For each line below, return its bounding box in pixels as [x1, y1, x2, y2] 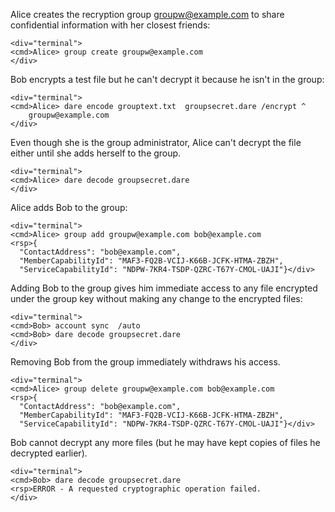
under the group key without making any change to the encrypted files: [10, 293, 303, 304]
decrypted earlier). [10, 447, 88, 459]
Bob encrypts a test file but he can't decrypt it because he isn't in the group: [10, 74, 325, 85]
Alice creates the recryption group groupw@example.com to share [10, 9, 285, 20]
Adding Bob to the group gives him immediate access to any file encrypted [10, 282, 318, 294]
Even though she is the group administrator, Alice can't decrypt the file [10, 137, 302, 148]
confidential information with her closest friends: [10, 19, 211, 31]
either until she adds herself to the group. [10, 147, 182, 159]
